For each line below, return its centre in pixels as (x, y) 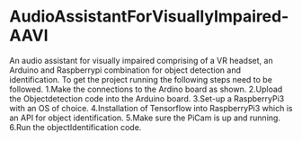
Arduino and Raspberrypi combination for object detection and (125, 70)
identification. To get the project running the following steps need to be (141, 79)
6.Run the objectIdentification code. (75, 127)
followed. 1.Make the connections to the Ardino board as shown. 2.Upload (146, 89)
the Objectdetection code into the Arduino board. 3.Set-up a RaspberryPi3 (147, 98)
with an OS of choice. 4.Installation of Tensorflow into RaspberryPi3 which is (151, 108)
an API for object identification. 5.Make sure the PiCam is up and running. (145, 118)
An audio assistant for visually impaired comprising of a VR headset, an (141, 60)
